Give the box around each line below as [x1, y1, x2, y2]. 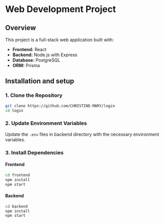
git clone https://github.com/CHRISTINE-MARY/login [5, 103, 115, 108]
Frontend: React [12, 47, 46, 52]
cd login [5, 108, 23, 113]
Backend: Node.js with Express [12, 52, 77, 58]
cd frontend [5, 172, 30, 177]
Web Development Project [5, 4, 116, 15]
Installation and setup [5, 77, 74, 86]
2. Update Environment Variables [5, 120, 87, 127]
